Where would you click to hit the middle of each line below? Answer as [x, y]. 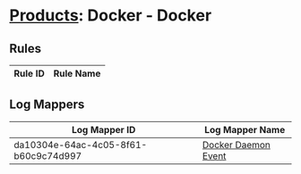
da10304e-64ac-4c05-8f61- [81, 145]
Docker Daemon [236, 145]
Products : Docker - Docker [111, 16]
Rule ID [29, 74]
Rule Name [77, 74]
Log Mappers [47, 105]
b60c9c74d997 [48, 155]
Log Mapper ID [103, 129]
